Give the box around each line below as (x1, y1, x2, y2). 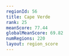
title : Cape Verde (6, 14, 50, 20)
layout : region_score (6, 41, 59, 47)
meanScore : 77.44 (6, 24, 48, 31)
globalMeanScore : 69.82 (6, 30, 64, 36)
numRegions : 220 (6, 36, 45, 41)
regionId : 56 (6, 8, 38, 15)
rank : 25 (6, 19, 27, 25)
